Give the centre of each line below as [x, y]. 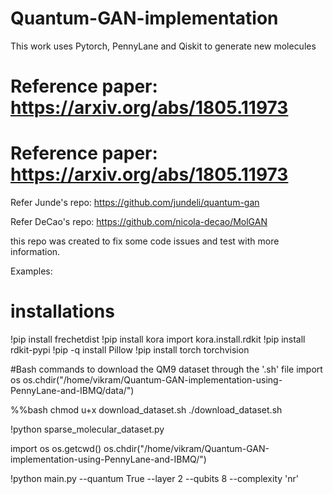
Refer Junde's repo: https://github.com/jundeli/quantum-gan [135, 203]
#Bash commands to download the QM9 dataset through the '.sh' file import [166, 369]
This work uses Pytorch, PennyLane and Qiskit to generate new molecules [163, 46]
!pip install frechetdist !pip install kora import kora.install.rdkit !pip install [158, 339]
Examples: [31, 271]
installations [62, 311]
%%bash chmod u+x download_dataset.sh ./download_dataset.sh [146, 410]
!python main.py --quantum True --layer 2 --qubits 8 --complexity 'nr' [155, 478]
